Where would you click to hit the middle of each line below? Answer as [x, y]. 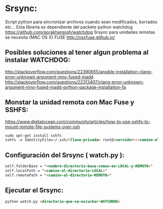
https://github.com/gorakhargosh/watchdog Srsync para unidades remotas [80, 32]
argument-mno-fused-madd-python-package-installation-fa [65, 87]
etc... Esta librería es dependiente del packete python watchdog [69, 27]
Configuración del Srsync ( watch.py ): [65, 155]
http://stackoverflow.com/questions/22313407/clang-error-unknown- [74, 82]
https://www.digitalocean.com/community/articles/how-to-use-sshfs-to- [78, 121]
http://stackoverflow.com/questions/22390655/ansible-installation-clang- [79, 72]
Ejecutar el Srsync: [34, 190]
